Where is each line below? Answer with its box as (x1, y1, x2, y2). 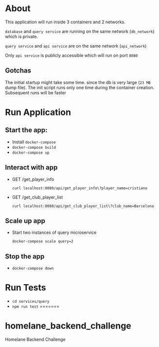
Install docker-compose (12, 139, 56, 145)
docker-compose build (12, 145, 56, 150)
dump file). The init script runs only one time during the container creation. (5, 85, 155, 90)
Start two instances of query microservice (12, 229, 97, 236)
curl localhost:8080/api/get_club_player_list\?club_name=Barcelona (12, 204, 154, 208)
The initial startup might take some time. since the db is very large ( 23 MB (5, 79, 151, 85)
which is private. (5, 34, 38, 39)
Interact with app (5, 163, 58, 172)
